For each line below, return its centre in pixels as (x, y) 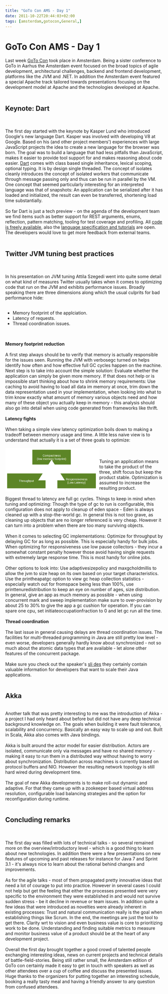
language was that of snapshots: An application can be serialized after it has (84, 190)
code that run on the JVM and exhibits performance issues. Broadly (75, 287)
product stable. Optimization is (131, 477)
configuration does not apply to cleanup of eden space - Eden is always (79, 509)
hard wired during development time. (43, 772)
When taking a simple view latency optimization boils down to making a (79, 429)
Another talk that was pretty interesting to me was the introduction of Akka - (84, 713)
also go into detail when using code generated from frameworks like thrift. (82, 408)
